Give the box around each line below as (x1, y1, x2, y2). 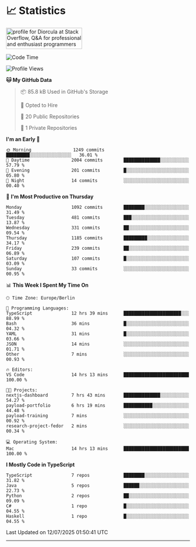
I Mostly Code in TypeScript (6, 461, 75, 468)
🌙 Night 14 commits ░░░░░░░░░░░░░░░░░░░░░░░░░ (6, 177, 190, 184)
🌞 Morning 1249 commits (6, 147, 105, 153)
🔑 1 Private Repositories (20, 124, 78, 131)
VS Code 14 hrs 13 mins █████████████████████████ (6, 371, 190, 377)
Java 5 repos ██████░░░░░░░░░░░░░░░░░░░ (6, 483, 190, 488)
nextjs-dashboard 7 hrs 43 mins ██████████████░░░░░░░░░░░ (6, 392, 190, 398)
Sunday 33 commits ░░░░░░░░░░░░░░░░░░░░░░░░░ (6, 266, 190, 271)
